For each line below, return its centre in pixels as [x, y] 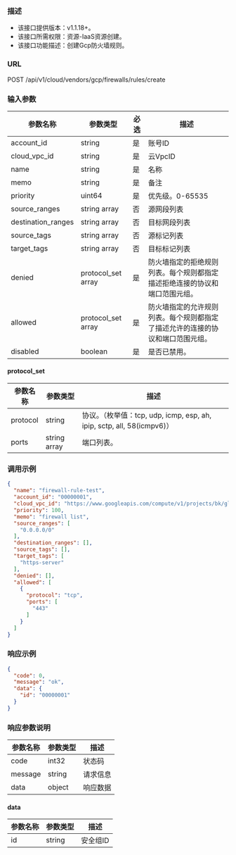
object [58, 787]
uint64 [91, 195]
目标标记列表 [169, 249]
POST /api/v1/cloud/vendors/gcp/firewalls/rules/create [87, 80]
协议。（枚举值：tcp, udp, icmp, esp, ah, [147, 416]
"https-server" [42, 562]
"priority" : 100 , [39, 510]
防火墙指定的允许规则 [183, 306]
